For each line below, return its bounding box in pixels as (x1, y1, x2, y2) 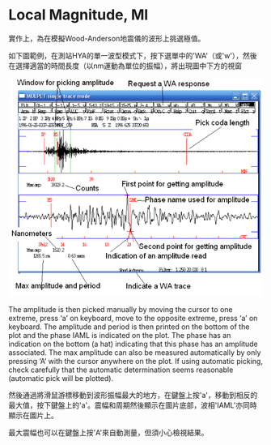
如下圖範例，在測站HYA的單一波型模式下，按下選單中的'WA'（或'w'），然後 (8, 50, 257, 60)
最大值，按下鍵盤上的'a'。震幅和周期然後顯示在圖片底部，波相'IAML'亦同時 (8, 400, 257, 410)
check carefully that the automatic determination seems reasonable (8, 365, 234, 374)
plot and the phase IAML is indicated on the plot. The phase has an (8, 330, 231, 340)
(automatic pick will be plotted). (8, 373, 114, 383)
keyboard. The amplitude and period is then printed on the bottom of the (8, 322, 250, 332)
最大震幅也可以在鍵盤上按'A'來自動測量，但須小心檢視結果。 (8, 427, 209, 437)
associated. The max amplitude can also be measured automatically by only (8, 347, 261, 357)
